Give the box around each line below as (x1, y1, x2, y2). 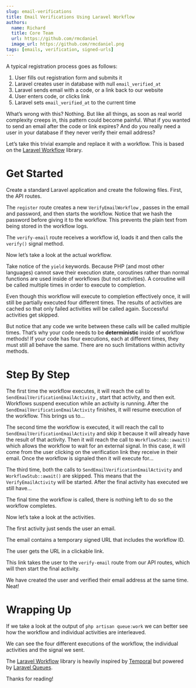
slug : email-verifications (6, 8, 72, 15)
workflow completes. (6, 502, 57, 509)
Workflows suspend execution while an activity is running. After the (6, 400, 169, 407)
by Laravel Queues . (6, 663, 53, 670)
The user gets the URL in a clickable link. (6, 548, 104, 555)
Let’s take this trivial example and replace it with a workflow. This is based (6, 140, 184, 147)
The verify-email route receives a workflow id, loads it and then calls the (6, 233, 183, 240)
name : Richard (11, 25, 46, 31)
